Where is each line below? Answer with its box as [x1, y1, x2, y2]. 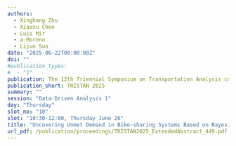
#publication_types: [7, 62, 68, 69]
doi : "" [7, 56, 30, 63]
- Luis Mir [13, 29, 46, 37]
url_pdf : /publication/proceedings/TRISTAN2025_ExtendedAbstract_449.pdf [7, 128, 228, 135]
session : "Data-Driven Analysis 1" [7, 95, 112, 102]
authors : [7, 10, 33, 18]
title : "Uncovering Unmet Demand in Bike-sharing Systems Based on [7, 121, 209, 128]
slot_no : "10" [7, 108, 49, 115]
